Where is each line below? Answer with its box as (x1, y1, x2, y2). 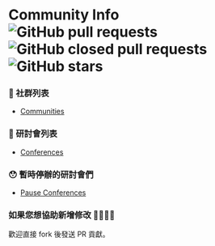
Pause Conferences (19, 188, 86, 197)
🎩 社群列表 (8, 87, 50, 99)
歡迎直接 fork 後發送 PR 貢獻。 (8, 229, 111, 240)
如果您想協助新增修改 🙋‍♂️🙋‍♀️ (8, 210, 116, 220)
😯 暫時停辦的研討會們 (8, 168, 95, 180)
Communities (19, 107, 65, 117)
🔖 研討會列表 (8, 128, 58, 139)
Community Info (8, 6, 120, 24)
